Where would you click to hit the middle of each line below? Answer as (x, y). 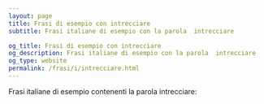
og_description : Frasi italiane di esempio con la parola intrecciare (132, 54)
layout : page (30, 16)
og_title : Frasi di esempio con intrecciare (85, 45)
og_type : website (38, 61)
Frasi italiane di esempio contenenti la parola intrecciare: (103, 91)
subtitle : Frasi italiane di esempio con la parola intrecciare (121, 31)
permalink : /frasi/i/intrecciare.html (74, 69)
